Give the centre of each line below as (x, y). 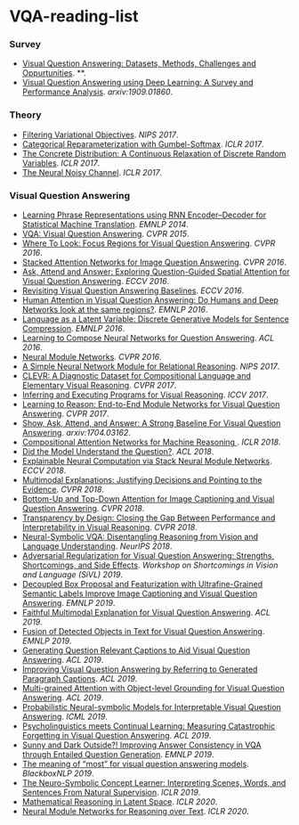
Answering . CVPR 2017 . (65, 414)
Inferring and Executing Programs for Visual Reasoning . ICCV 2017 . (145, 395)
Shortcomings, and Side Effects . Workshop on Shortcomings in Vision (150, 565)
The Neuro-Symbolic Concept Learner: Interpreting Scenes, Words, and (154, 783)
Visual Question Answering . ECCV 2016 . (96, 282)
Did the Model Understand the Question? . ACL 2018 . (118, 452)
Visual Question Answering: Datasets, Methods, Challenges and (139, 63)
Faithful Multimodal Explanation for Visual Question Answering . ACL (146, 613)
